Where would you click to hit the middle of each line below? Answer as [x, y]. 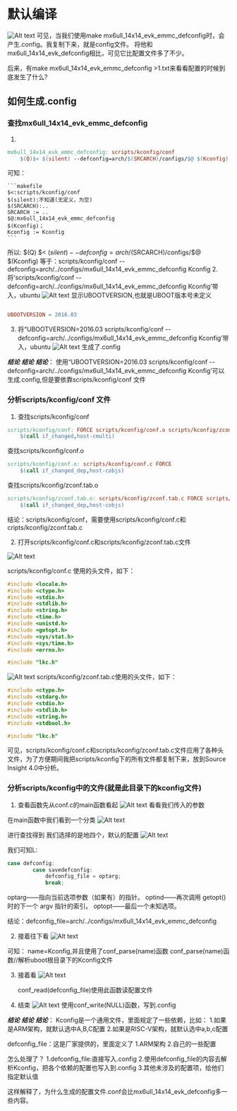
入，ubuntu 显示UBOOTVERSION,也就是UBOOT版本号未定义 [110, 295]
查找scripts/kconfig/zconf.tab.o [53, 486]
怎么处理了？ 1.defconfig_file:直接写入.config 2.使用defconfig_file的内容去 [114, 1059]
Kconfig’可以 [206, 371]
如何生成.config [42, 101]
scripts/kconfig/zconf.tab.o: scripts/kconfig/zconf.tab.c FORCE [105, 499]
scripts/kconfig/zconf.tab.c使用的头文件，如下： [107, 677]
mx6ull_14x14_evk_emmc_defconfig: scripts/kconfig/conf [91, 152]
